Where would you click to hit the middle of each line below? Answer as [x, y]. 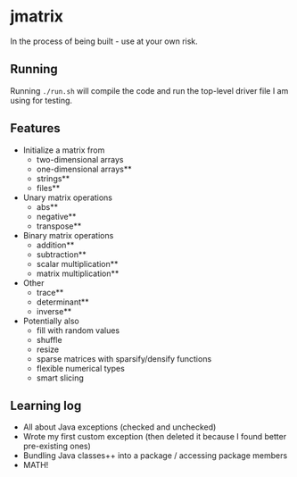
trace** [50, 292]
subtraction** [62, 254]
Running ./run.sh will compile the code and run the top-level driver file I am [149, 90]
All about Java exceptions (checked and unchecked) [120, 427]
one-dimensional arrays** [84, 169]
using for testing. [41, 100]
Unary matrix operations [68, 197]
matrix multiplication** [78, 273]
